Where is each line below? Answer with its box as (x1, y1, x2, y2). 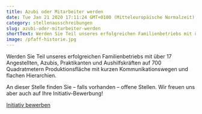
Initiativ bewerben (6, 101, 51, 108)
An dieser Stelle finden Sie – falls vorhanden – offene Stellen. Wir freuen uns (6, 84, 195, 90)
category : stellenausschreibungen (6, 20, 93, 26)
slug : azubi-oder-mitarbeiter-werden (6, 25, 101, 32)
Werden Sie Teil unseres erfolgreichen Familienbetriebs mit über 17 (6, 53, 173, 60)
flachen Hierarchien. (6, 72, 57, 79)
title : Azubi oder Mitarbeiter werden (6, 8, 103, 15)
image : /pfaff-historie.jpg (6, 36, 77, 42)
